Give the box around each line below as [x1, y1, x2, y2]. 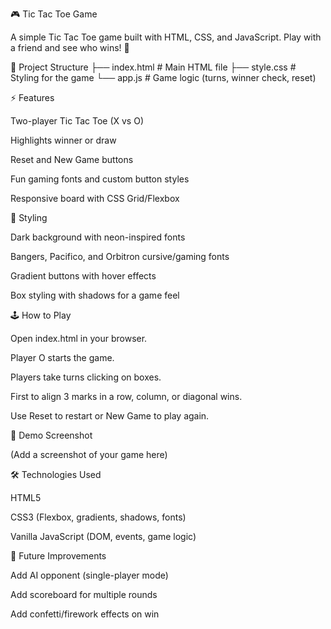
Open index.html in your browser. [10, 333, 148, 344]
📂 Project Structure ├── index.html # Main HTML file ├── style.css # [10, 61, 297, 73]
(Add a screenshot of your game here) [10, 449, 168, 460]
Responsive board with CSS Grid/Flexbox [10, 193, 180, 204]
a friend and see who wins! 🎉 [10, 42, 130, 53]
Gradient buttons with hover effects [10, 270, 157, 282]
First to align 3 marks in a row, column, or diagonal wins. [10, 391, 243, 402]
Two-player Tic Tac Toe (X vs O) [10, 115, 144, 127]
